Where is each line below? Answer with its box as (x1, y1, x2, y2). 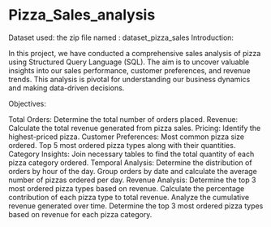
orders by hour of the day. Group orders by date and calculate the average (8, 166, 257, 176)
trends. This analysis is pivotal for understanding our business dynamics (8, 74, 251, 84)
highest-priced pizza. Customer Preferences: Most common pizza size (8, 132, 245, 142)
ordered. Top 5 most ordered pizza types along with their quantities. (8, 140, 236, 150)
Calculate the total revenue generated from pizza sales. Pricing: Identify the (8, 123, 261, 133)
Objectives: (8, 98, 46, 108)
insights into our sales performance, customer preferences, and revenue (8, 65, 251, 75)
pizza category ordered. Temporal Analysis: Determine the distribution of (8, 157, 253, 168)
